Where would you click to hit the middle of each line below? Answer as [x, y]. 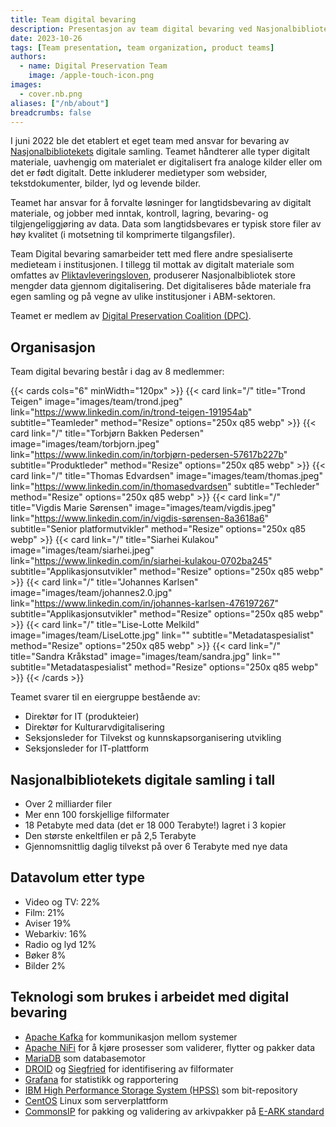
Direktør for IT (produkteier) [82, 717]
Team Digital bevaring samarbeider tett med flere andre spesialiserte [151, 254]
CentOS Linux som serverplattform [96, 1100]
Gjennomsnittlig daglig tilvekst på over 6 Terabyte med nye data [156, 846]
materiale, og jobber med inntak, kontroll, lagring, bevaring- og [139, 213]
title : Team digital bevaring [73, 19]
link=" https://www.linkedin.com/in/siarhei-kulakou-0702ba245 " [141, 561]
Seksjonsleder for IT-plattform [87, 748]
